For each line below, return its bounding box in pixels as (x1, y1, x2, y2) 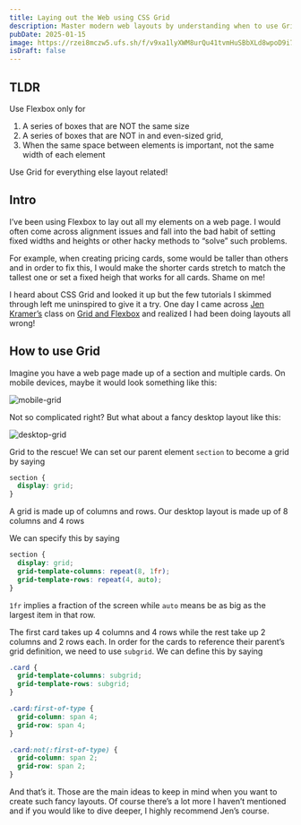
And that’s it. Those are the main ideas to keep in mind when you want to (9, 786, 278, 797)
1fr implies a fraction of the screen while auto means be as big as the (9, 599, 266, 610)
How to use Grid (9, 344, 101, 359)
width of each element (21, 149, 106, 159)
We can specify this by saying (9, 533, 120, 544)
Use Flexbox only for (9, 103, 86, 114)
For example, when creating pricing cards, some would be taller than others (9, 253, 288, 263)
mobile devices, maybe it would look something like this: (9, 377, 218, 388)
